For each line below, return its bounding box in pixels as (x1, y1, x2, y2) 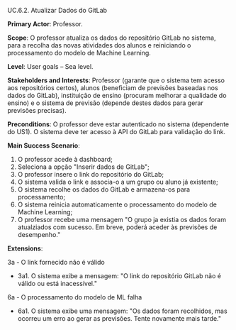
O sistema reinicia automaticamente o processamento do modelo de (17, 200, 218, 209)
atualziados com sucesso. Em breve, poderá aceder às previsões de (17, 223, 218, 231)
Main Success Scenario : (7, 141, 80, 150)
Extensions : (7, 244, 43, 253)
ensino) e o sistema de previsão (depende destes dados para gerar (7, 99, 203, 107)
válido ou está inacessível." (17, 280, 98, 287)
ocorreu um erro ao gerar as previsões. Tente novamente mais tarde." (17, 314, 222, 322)
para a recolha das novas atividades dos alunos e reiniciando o (7, 41, 191, 49)
